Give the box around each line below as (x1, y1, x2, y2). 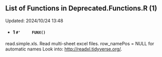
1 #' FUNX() (12, 29, 46, 35)
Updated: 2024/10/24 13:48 (5, 17, 64, 23)
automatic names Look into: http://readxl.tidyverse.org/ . (5, 46, 122, 52)
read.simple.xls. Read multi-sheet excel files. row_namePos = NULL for (5, 41, 154, 47)
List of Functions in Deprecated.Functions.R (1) (5, 4, 157, 13)
